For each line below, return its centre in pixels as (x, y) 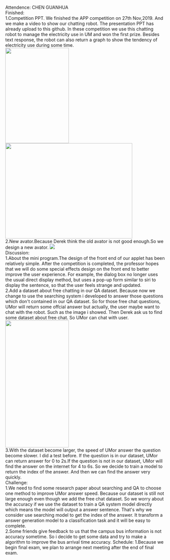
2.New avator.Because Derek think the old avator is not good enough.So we (84, 241)
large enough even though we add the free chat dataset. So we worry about (84, 499)
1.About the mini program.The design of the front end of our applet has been (85, 258)
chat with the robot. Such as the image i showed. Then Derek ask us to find (84, 312)
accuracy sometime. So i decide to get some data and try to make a (76, 537)
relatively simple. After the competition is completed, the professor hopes (82, 263)
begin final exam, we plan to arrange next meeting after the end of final (79, 547)
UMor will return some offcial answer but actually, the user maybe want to (82, 307)
